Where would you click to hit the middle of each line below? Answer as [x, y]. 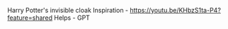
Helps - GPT [72, 18]
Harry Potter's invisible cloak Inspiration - [68, 10]
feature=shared [30, 18]
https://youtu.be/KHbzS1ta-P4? [176, 10]
